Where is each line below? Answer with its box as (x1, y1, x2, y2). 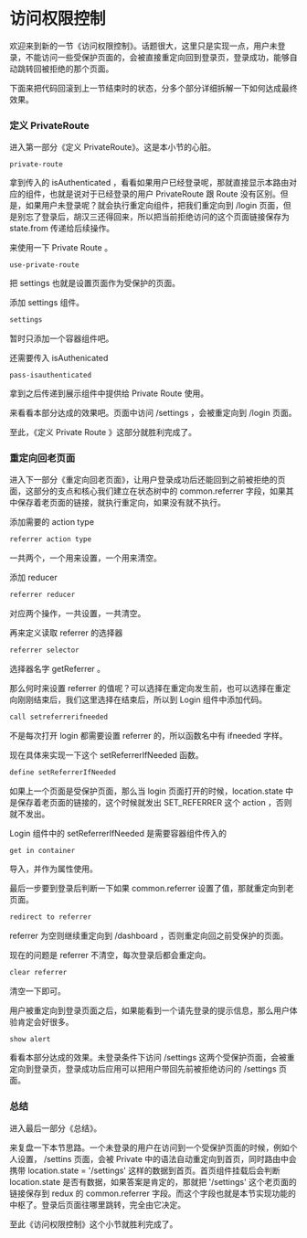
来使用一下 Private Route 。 (9, 242, 112, 253)
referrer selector (9, 646, 79, 655)
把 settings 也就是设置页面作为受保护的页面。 (9, 278, 181, 289)
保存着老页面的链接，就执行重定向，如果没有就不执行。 (16, 497, 226, 508)
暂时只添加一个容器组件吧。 (9, 333, 114, 344)
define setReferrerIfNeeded (9, 767, 117, 777)
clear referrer (9, 967, 68, 977)
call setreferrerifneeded (9, 712, 108, 722)
